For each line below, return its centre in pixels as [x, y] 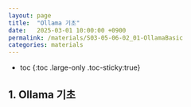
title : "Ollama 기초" [44, 23]
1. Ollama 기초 [42, 95]
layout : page [30, 15]
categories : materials [46, 45]
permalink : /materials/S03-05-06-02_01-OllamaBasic [95, 38]
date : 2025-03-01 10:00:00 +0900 [67, 30]
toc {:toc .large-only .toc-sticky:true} [80, 67]
